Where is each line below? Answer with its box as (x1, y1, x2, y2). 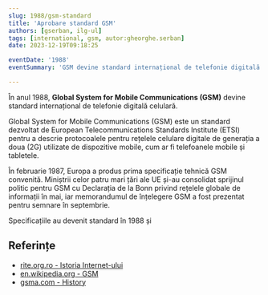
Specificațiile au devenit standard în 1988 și (8, 216, 152, 225)
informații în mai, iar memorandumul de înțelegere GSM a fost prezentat (8, 192, 245, 201)
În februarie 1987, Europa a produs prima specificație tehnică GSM (8, 166, 227, 176)
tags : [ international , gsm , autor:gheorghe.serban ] (8, 34, 185, 42)
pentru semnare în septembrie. (8, 200, 111, 209)
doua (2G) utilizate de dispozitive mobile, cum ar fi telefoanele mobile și (8, 142, 246, 152)
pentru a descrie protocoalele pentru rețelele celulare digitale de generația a (8, 133, 260, 143)
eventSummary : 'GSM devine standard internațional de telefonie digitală (8, 63, 261, 72)
